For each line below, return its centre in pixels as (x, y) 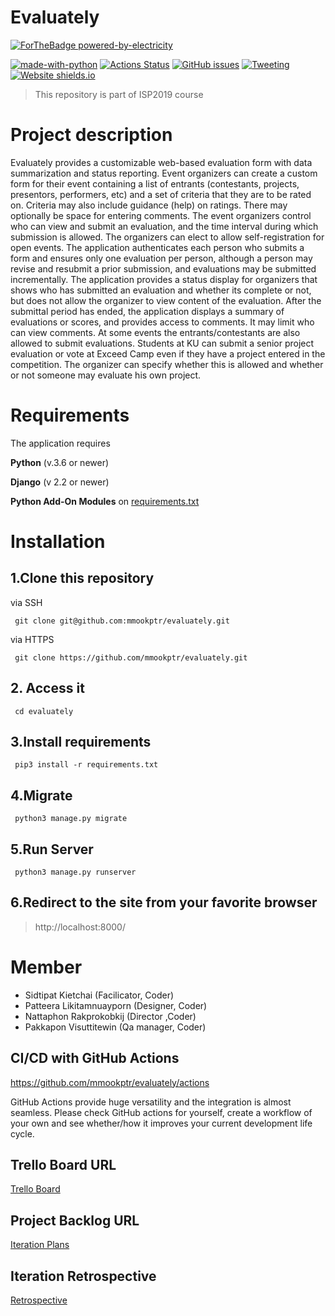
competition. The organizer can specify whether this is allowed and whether (167, 364)
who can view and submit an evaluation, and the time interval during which (164, 226)
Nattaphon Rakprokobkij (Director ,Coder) (110, 1016)
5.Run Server (52, 849)
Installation (58, 542)
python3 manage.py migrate (71, 819)
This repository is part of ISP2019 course (119, 94)
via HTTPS (32, 639)
